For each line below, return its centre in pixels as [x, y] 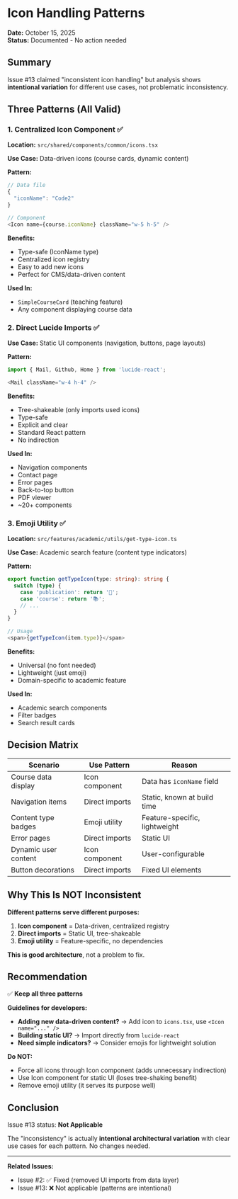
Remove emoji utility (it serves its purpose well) [86, 1086]
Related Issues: [30, 1166]
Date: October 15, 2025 [41, 33]
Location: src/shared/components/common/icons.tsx [83, 145]
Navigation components [52, 467]
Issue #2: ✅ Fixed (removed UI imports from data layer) [98, 1180]
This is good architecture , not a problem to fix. [76, 955]
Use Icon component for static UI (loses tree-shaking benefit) [107, 1078]
